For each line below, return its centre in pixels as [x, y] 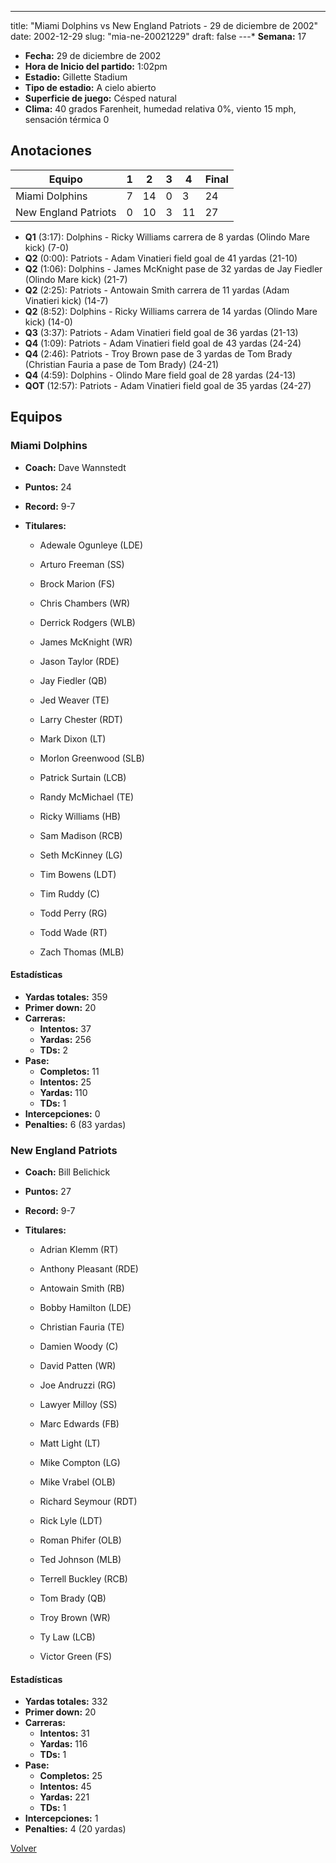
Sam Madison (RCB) [81, 835]
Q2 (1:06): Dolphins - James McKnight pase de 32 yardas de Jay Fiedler [173, 268]
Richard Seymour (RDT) [88, 1501]
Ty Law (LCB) [67, 1637]
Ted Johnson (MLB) [80, 1559]
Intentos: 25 [65, 1082]
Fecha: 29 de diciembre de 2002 [93, 55]
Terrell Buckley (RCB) [83, 1579]
